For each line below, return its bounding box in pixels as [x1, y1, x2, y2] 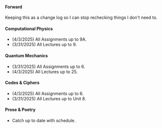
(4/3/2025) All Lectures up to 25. [12, 68, 78, 75]
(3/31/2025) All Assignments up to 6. [12, 64, 86, 69]
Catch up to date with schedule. [12, 118, 76, 124]
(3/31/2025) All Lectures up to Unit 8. [12, 96, 86, 101]
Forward [5, 4, 23, 10]
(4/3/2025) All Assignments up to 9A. [12, 36, 87, 42]
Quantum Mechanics [5, 53, 48, 58]
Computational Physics [5, 26, 53, 32]
